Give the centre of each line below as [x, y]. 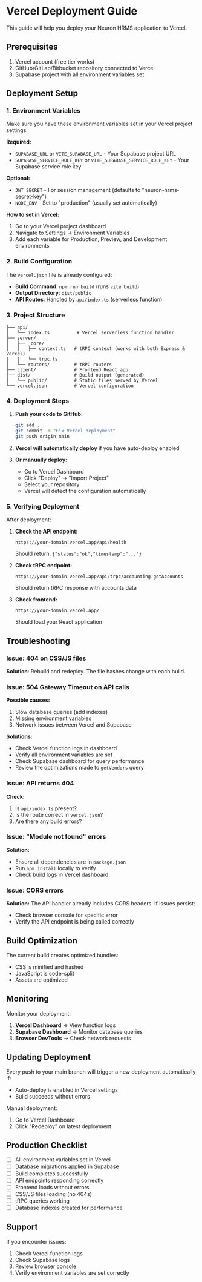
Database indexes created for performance [69, 1208]
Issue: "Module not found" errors [56, 837]
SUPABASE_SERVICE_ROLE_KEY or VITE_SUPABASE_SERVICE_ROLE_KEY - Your [102, 160]
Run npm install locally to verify [55, 868]
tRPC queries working [42, 1201]
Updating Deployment [48, 1057]
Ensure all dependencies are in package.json [70, 862]
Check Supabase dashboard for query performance [80, 761]
